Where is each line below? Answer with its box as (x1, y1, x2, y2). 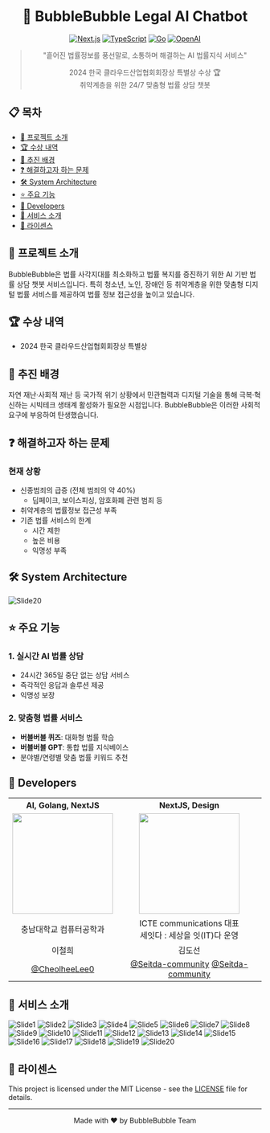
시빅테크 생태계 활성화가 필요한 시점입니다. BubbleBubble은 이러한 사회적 (29, 400, 261, 410)
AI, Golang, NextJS (26, 800, 100, 811)
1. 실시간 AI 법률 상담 (8, 651, 84, 661)
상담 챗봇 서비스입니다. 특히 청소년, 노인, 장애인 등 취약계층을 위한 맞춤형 (16, 279, 243, 288)
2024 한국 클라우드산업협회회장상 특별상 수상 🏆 (69, 67, 221, 77)
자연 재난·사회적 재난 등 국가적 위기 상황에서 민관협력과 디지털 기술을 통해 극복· (8, 390, 255, 400)
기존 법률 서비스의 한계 (19, 515, 92, 525)
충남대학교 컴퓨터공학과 (20, 924, 105, 935)
